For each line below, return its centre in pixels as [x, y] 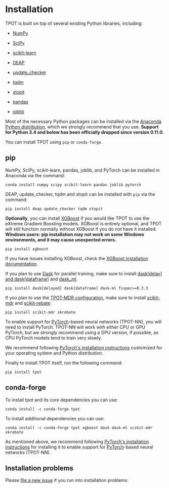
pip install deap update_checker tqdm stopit [54, 209]
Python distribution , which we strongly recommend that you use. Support [82, 127]
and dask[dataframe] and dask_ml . [41, 279]
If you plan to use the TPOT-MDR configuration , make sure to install [76, 298]
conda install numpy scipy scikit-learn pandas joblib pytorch [73, 185]
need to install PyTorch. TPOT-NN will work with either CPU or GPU [75, 327]
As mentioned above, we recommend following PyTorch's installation [77, 441]
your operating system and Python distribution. [54, 353]
